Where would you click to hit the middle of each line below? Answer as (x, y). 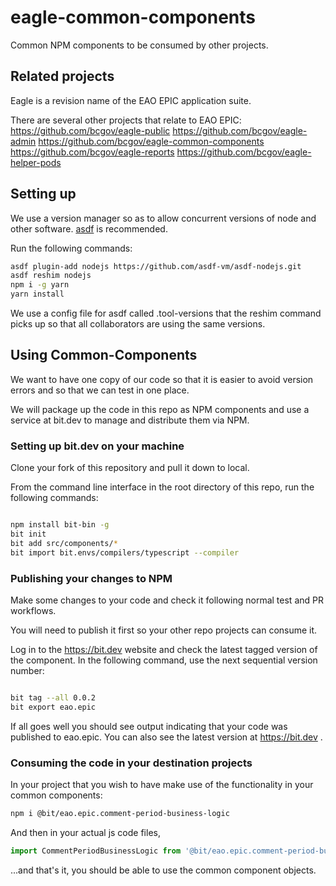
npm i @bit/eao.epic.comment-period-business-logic (120, 814)
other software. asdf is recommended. (89, 228)
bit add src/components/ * (64, 543)
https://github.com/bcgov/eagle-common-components (151, 141)
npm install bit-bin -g (60, 525)
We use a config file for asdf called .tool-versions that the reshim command (166, 313)
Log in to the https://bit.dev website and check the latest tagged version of (164, 649)
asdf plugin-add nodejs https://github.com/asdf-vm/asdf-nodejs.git (156, 266)
